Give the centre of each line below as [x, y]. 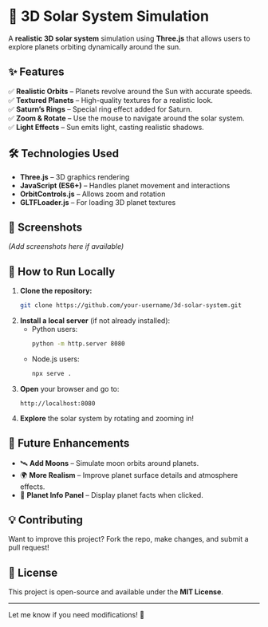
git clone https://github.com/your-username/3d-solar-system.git [130, 306]
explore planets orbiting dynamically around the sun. [95, 46]
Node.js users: [55, 359]
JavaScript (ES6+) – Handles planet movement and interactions [125, 185]
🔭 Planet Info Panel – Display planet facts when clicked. [111, 495]
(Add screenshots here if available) [66, 246]
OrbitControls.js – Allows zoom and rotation [93, 194]
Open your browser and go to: [69, 388]
